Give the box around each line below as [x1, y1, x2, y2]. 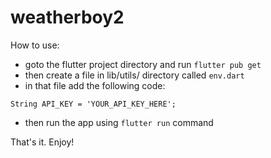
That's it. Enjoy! [10, 136, 75, 148]
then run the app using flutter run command [24, 116, 214, 128]
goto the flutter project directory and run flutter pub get [24, 58, 262, 70]
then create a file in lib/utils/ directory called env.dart [24, 69, 245, 81]
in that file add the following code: [24, 79, 166, 91]
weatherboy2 [10, 6, 125, 29]
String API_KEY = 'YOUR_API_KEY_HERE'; [10, 99, 177, 109]
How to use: [10, 39, 60, 51]
